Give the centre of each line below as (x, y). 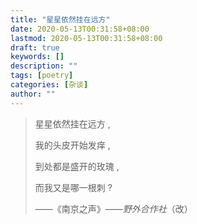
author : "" (33, 94)
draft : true (35, 47)
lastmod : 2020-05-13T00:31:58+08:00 (86, 38)
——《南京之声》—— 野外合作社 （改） (113, 208)
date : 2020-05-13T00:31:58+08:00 (80, 29)
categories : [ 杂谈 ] (49, 85)
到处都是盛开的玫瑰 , (77, 166)
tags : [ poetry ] (42, 76)
